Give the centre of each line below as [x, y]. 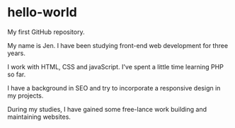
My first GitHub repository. [46, 32]
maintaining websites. [39, 117]
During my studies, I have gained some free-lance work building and [107, 109]
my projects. [25, 95]
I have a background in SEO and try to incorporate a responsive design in [114, 88]
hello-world [42, 12]
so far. [17, 74]
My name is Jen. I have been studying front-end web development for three [118, 45]
